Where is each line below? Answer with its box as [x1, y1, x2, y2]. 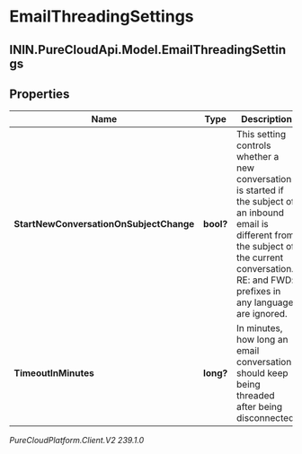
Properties [9, 86, 70, 101]
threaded [236, 389, 276, 402]
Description [241, 113, 292, 126]
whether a [236, 151, 280, 163]
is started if [236, 184, 285, 196]
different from [236, 229, 295, 241]
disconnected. [236, 412, 297, 424]
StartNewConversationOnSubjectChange [13, 218, 195, 231]
